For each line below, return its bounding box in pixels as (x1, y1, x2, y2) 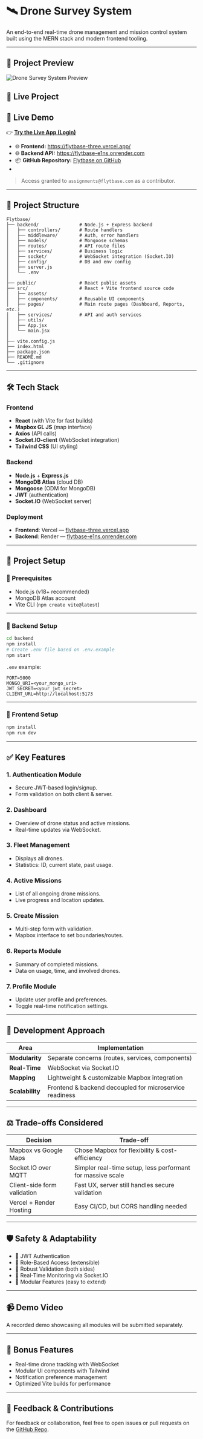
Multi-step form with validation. (14, 925, 94, 932)
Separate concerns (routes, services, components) (47, 1053, 192, 1062)
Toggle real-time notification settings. (14, 1003, 109, 1010)
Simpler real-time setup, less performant (74, 1163, 190, 1171)
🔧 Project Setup (6, 556, 66, 566)
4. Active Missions (6, 876, 62, 884)
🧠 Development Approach (6, 1026, 105, 1036)
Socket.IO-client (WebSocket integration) (14, 436, 120, 444)
